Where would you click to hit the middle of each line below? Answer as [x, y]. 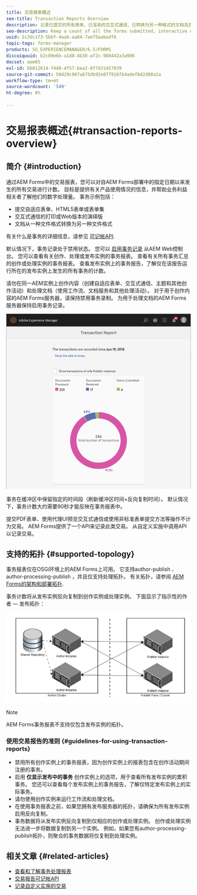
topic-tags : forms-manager [39, 43]
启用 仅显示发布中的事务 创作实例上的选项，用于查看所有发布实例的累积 [101, 777]
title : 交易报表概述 [28, 12]
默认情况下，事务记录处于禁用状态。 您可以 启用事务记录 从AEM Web [89, 248]
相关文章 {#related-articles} [58, 856]
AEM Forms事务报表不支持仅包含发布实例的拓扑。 [66, 725]
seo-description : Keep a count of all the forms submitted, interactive [97, 31]
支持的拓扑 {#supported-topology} [70, 554]
